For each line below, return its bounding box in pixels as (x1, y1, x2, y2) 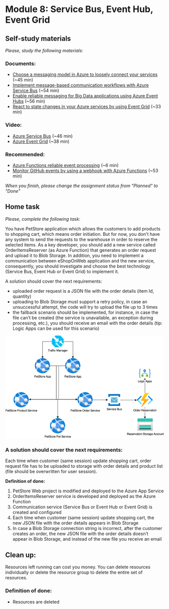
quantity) (12, 293, 32, 299)
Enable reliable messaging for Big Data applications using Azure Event (12, 93, 158, 99)
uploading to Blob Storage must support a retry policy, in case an (12, 298, 147, 305)
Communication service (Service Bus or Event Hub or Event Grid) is (12, 504, 152, 510)
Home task (5, 203, 40, 211)
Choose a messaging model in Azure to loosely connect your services (12, 71, 158, 77)
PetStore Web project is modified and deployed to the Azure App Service (12, 488, 164, 494)
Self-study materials (5, 34, 71, 43)
